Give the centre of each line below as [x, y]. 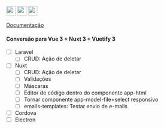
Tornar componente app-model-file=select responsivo [91, 99]
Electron [25, 120]
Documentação [25, 25]
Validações [37, 79]
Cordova [25, 112]
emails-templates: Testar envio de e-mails [75, 106]
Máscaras [36, 86]
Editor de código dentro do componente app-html [85, 93]
